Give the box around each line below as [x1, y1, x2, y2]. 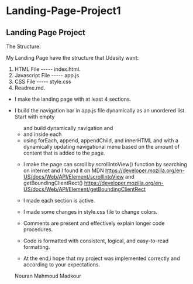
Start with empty [14, 113, 55, 120]
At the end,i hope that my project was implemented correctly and [23, 255, 180, 262]
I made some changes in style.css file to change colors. [23, 208, 158, 215]
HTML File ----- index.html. [14, 66, 81, 73]
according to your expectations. [23, 261, 101, 268]
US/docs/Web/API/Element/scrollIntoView [23, 173, 124, 180]
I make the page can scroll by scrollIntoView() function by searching [23, 161, 187, 167]
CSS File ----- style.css [14, 78, 71, 85]
